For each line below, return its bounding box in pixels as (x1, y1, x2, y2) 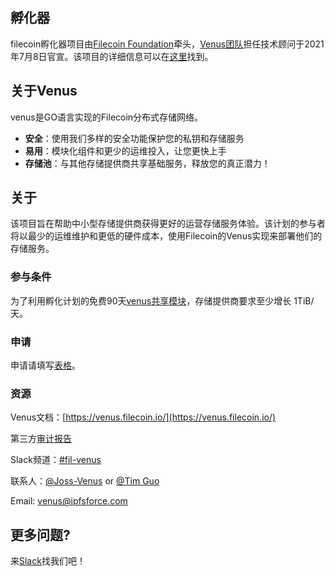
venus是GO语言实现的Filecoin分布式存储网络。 (10, 111, 204, 123)
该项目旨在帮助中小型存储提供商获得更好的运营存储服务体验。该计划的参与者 (10, 218, 326, 230)
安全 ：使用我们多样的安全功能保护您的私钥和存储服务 (24, 132, 245, 144)
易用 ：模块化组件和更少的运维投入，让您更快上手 (24, 144, 227, 157)
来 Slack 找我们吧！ (10, 555, 86, 567)
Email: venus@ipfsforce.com (10, 495, 128, 507)
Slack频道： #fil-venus (10, 454, 102, 466)
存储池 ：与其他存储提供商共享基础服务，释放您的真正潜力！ (24, 157, 271, 169)
